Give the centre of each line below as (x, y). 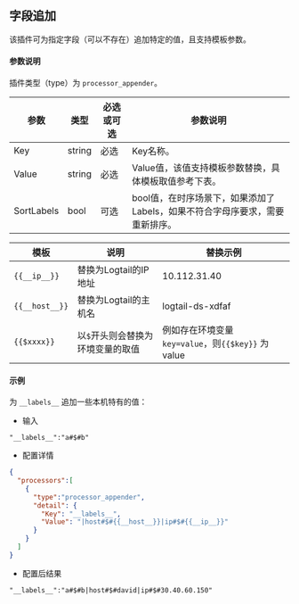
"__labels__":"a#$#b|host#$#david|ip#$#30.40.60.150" (111, 590)
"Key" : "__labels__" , (81, 514)
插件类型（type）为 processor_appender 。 (86, 83)
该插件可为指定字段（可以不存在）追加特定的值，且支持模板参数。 (130, 39)
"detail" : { (55, 505)
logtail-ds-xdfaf (197, 306)
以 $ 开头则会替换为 (115, 335)
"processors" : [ (45, 481)
